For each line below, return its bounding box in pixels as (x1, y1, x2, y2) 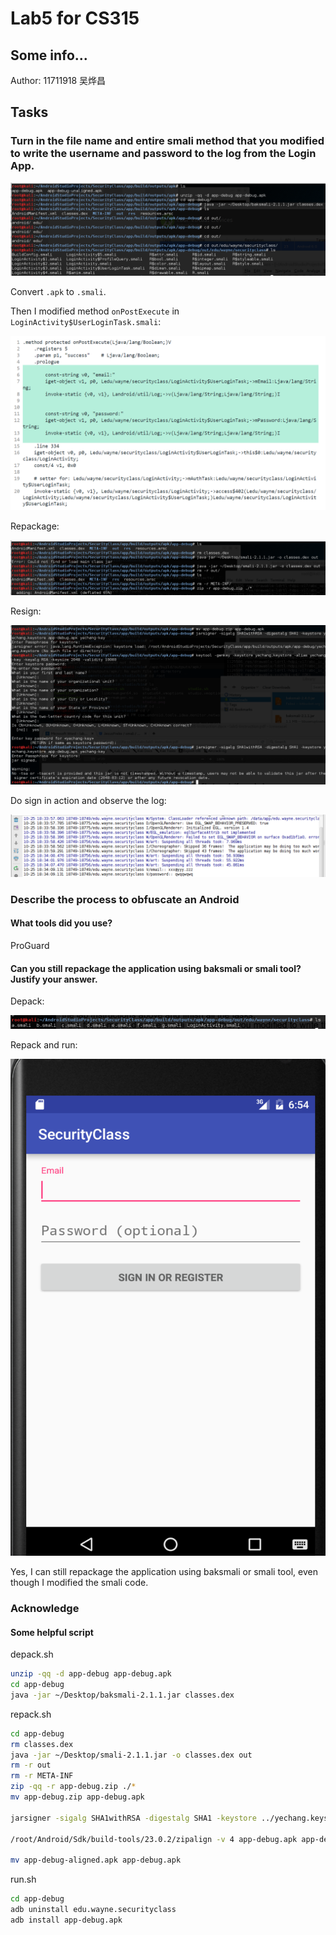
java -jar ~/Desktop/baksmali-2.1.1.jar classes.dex (10, 1690, 235, 1700)
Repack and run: (10, 1038, 78, 1051)
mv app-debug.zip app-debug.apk (10, 1792, 145, 1802)
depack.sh (10, 1648, 54, 1661)
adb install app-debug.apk (10, 1915, 123, 1925)
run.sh (10, 1873, 37, 1886)
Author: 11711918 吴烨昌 (10, 75, 107, 86)
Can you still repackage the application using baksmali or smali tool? (10, 962, 302, 974)
